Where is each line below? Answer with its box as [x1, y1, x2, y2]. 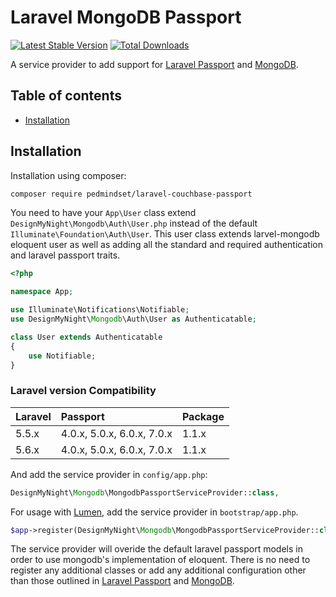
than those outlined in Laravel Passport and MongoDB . [10, 575, 235, 587]
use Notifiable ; [28, 351, 97, 361]
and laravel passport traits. [10, 249, 121, 261]
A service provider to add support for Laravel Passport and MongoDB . [10, 58, 299, 70]
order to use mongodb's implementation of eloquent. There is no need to [10, 554, 311, 566]
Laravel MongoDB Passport [10, 6, 242, 29]
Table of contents [10, 87, 122, 105]
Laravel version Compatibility [10, 384, 157, 398]
